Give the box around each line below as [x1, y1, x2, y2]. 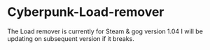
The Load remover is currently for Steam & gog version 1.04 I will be [7, 27, 203, 35]
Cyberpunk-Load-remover [7, 4, 164, 20]
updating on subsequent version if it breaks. [7, 34, 134, 42]
